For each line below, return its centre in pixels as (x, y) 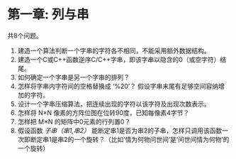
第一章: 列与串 (48, 15)
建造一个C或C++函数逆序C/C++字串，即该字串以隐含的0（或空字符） (119, 59)
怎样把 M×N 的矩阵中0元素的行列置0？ (74, 121)
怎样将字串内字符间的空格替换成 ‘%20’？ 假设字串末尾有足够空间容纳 (118, 86)
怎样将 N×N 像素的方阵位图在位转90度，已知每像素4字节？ (103, 113)
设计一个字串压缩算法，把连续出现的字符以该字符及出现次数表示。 (114, 104)
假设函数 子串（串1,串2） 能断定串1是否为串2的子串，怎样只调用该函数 (120, 130)
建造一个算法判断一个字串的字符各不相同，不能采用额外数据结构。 (114, 50)
